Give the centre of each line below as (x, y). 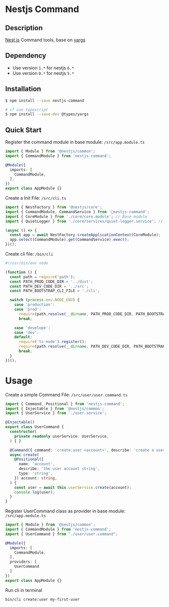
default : (23, 337)
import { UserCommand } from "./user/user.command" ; (62, 534)
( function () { (21, 272)
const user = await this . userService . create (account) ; (73, 487)
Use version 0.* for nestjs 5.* (43, 73)
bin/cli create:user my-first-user (43, 599)
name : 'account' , (37, 464)
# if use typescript (27, 110)
